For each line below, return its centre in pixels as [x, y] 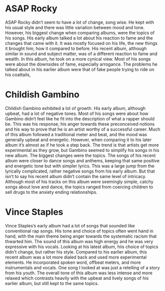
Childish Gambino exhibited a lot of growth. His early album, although [76, 108]
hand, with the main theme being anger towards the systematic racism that [81, 236]
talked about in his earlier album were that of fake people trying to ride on [80, 69]
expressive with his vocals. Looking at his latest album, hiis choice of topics [82, 247]
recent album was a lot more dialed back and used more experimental [76, 257]
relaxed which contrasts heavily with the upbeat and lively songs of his [77, 278]
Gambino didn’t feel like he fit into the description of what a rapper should [80, 118]
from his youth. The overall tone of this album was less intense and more [79, 273]
